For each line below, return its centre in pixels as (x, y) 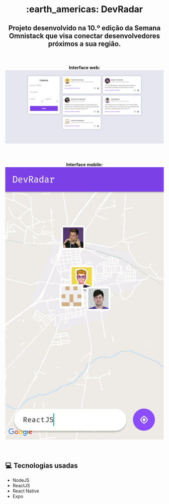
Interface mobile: (84, 165)
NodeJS (21, 480)
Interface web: (84, 67)
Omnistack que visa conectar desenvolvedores (84, 36)
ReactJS (21, 485)
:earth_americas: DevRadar (84, 9)
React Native (26, 491)
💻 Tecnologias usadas (41, 465)
